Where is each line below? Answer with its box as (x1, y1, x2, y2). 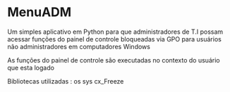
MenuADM (7, 4, 72, 20)
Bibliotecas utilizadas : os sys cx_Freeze (7, 77, 124, 85)
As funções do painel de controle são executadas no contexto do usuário (7, 55, 220, 64)
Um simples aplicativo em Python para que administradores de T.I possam (7, 27, 224, 36)
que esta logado (7, 63, 55, 72)
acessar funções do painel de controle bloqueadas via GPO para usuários (7, 34, 222, 43)
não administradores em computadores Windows (7, 42, 150, 51)
